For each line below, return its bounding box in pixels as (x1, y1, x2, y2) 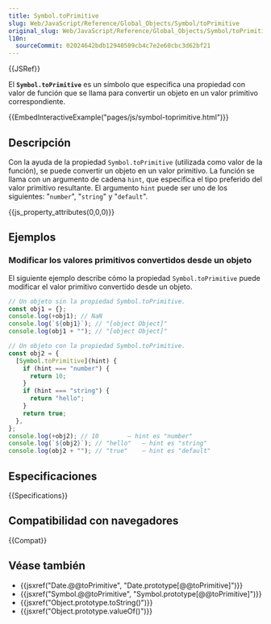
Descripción (8, 136, 71, 149)
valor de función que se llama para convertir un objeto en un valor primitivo (8, 88, 258, 98)
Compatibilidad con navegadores (8, 514, 179, 528)
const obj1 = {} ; (8, 304, 67, 313)
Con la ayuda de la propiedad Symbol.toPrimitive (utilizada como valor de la (8, 157, 263, 166)
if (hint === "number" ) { (23, 364, 110, 372)
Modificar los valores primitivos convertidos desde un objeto (8, 255, 252, 266)
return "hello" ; (29, 395, 85, 403)
